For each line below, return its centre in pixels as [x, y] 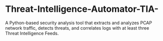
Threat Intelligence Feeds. [32, 33]
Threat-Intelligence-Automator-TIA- [82, 9]
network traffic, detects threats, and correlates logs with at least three [77, 28]
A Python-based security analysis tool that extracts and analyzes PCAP [79, 23]
